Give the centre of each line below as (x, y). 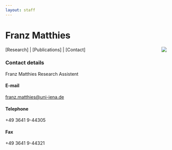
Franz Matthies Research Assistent (42, 74)
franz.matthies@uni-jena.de (35, 97)
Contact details (25, 63)
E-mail (12, 85)
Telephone (17, 109)
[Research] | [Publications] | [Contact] (46, 50)
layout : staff (20, 10)
